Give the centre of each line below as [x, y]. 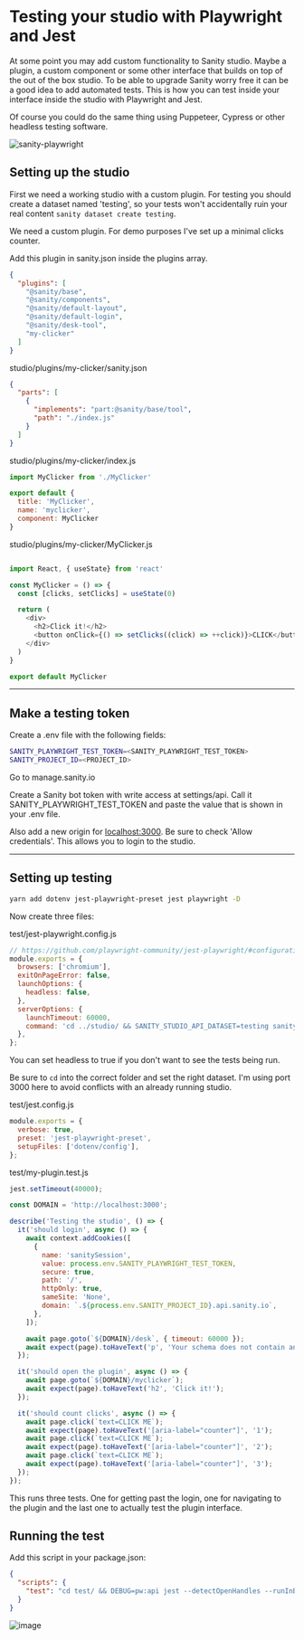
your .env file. [35, 814]
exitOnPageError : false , [64, 976]
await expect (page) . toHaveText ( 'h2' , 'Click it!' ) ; [125, 1389]
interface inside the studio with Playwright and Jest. [106, 99]
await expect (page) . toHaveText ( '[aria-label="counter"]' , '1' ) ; [149, 1430]
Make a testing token [70, 713]
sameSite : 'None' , [76, 1297]
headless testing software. [59, 126]
